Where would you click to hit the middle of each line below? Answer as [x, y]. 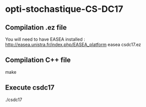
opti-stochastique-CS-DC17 [64, 9]
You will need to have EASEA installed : [45, 39]
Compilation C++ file [38, 60]
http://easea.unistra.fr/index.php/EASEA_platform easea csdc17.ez [73, 45]
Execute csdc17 [30, 88]
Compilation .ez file [36, 27]
